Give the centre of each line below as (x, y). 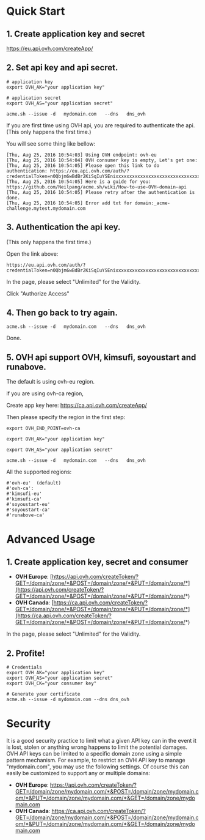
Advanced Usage (51, 539)
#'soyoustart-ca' (28, 510)
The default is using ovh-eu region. (50, 382)
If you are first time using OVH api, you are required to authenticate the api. (101, 125)
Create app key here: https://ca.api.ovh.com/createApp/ (77, 406)
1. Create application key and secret (76, 34)
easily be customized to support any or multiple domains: (78, 773)
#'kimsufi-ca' (24, 499)
